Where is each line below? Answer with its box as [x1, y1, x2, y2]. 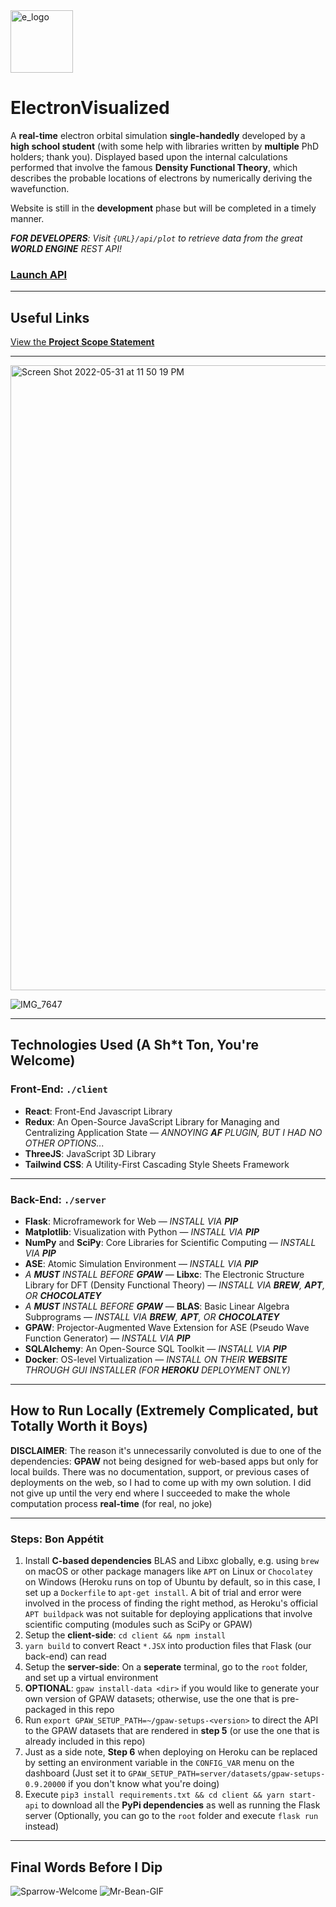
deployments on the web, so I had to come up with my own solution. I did [10, 1476, 312, 1488]
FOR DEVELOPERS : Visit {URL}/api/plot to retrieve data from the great [10, 232, 303, 244]
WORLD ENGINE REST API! [10, 242, 123, 254]
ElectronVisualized [10, 97, 170, 119]
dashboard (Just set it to [24, 1767, 127, 1779]
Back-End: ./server [10, 1192, 107, 1206]
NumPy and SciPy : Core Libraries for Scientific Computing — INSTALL [24, 1237, 317, 1249]
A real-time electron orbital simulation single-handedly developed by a [10, 129, 306, 141]
